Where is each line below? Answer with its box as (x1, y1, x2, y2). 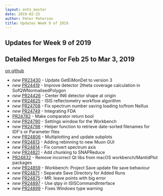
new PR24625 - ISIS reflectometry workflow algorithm (12, 98, 121, 104)
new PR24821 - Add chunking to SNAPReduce (12, 149, 106, 155)
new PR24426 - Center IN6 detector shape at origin (12, 93, 116, 98)
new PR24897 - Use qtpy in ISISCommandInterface (12, 180, 115, 186)
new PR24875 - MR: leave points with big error (12, 175, 106, 181)
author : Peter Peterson (5, 16, 54, 21)
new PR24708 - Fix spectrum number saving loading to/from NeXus (12, 103, 148, 109)
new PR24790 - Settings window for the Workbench (12, 118, 117, 124)
